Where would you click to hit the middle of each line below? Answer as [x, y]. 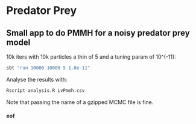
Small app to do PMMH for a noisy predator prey [98, 33]
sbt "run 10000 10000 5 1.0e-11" [48, 68]
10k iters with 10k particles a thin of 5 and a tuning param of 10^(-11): [91, 57]
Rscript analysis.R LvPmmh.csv [46, 90]
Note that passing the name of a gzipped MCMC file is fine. [80, 102]
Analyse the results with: [37, 79]
